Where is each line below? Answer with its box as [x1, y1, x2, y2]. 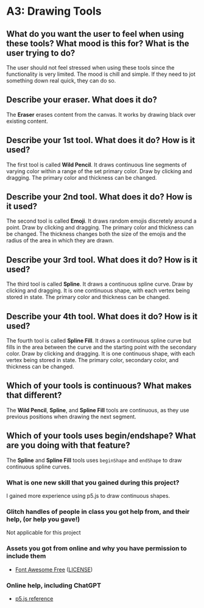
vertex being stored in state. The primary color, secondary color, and [6, 357, 178, 364]
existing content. [6, 117, 49, 125]
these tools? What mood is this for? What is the [6, 38, 190, 48]
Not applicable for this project [6, 529, 81, 536]
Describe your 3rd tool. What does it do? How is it [6, 254, 198, 265]
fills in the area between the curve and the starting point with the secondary [6, 344, 197, 351]
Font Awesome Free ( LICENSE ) [15, 566, 93, 573]
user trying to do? [6, 48, 76, 58]
